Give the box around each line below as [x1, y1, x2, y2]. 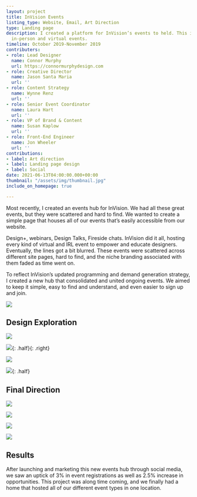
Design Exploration [6, 317, 77, 327]
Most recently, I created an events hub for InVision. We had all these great [6, 204, 185, 211]
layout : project [6, 8, 46, 15]
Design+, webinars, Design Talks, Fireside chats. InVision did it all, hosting [6, 234, 185, 241]
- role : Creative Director [6, 69, 72, 75]
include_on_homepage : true [6, 183, 72, 189]
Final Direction [6, 385, 60, 395]
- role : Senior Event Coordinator [6, 101, 91, 107]
